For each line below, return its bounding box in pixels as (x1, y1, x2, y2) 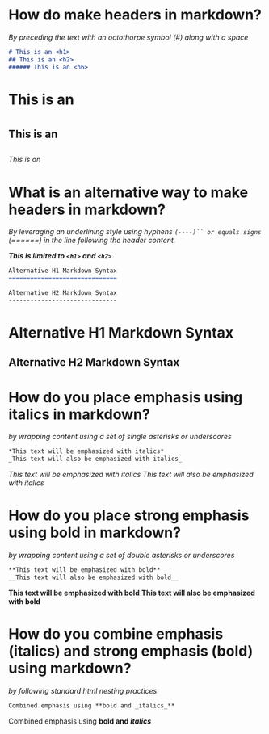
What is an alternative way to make (8, 183, 249, 201)
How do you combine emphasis (8, 624, 224, 643)
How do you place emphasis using (8, 388, 243, 406)
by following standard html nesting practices (8, 686, 158, 695)
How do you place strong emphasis (8, 506, 250, 525)
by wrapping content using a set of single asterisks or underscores (8, 432, 232, 442)
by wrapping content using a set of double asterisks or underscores (8, 550, 235, 560)
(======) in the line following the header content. (8, 236, 176, 245)
